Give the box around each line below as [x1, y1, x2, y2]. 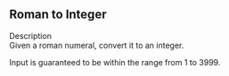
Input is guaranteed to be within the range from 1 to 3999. [9, 57, 221, 67]
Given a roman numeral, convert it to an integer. [9, 40, 184, 50]
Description [9, 30, 52, 41]
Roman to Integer [9, 7, 107, 22]
